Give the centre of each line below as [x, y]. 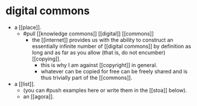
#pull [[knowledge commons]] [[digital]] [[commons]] [88, 33]
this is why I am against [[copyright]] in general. [99, 65]
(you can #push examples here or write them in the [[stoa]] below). [105, 90]
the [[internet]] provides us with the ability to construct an [102, 40]
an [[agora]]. [39, 97]
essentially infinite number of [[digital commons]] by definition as [111, 46]
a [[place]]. [28, 27]
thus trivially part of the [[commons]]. [87, 78]
